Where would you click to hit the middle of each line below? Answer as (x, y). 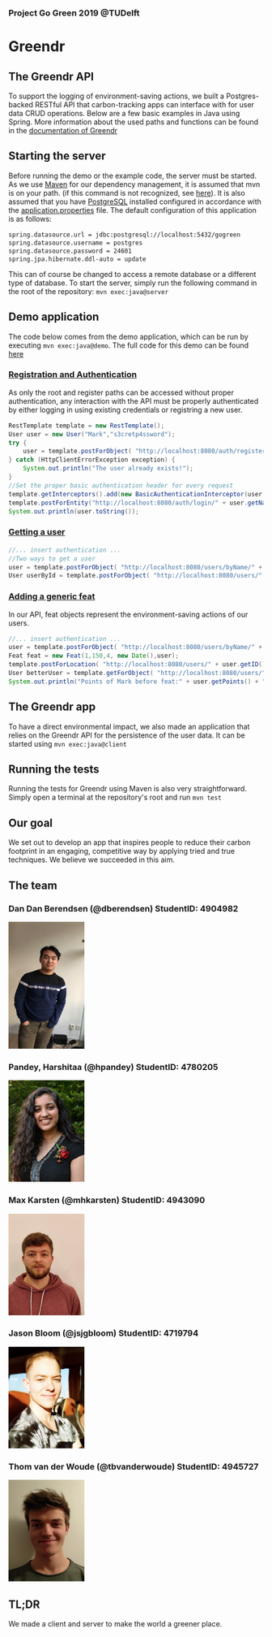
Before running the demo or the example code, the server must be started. (133, 175)
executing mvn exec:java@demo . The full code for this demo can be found (129, 345)
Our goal (31, 823)
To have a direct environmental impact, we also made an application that (129, 726)
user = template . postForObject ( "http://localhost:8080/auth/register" (146, 451)
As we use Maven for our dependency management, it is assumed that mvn (134, 184)
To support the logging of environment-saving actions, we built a (117, 96)
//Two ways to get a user (52, 559)
